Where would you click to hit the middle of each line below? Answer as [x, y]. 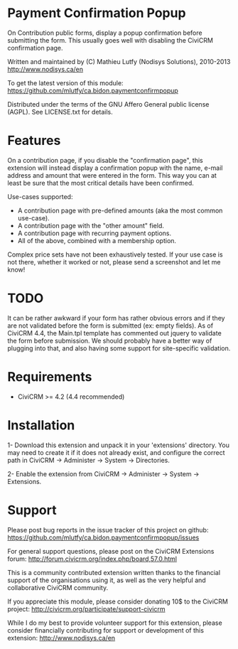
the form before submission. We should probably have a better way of [110, 340]
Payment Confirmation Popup [97, 13]
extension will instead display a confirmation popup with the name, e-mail [115, 168]
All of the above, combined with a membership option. [97, 240]
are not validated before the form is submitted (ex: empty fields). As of [110, 326]
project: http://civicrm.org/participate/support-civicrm [86, 608]
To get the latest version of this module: [65, 82]
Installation [41, 425]
